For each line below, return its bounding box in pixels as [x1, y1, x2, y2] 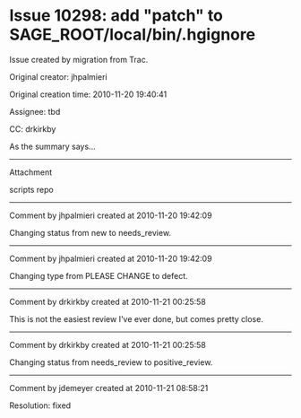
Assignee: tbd [9, 106, 61, 117]
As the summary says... [9, 141, 96, 152]
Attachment [9, 167, 53, 178]
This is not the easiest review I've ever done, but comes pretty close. [9, 313, 264, 324]
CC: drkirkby [9, 123, 56, 135]
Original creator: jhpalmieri [9, 71, 107, 82]
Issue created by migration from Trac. [9, 54, 149, 65]
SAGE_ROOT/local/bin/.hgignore [9, 24, 256, 45]
